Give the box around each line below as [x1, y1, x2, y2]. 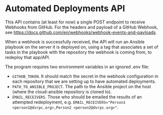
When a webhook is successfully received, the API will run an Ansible [5, 38, 145, 44]
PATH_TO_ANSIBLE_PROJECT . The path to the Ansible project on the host [12, 83, 151, 89]
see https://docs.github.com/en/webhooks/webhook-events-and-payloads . [5, 29, 157, 35]
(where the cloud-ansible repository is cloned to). [12, 89, 112, 95]
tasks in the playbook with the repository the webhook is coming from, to [5, 49, 152, 55]
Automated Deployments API [5, 3, 125, 14]
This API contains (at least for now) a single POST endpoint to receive [5, 19, 145, 25]
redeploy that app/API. [5, 54, 50, 60]
